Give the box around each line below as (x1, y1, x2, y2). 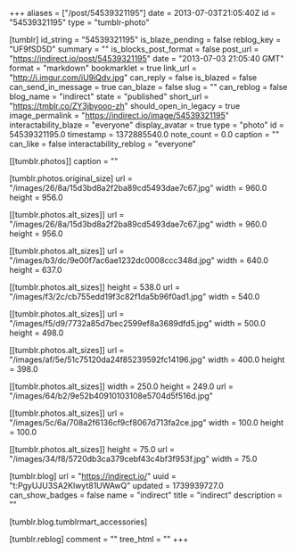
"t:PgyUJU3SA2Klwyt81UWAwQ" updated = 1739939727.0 (9, 481, 225, 491)
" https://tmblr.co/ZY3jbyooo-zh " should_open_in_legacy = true (9, 101, 241, 111)
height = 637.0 (9, 265, 62, 275)
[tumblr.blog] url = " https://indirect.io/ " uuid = (9, 471, 177, 481)
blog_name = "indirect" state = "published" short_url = (9, 91, 210, 102)
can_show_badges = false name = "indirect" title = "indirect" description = (9, 490, 283, 500)
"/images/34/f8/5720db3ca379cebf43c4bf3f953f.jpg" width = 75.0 (9, 454, 258, 464)
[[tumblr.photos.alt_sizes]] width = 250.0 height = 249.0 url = (9, 381, 234, 392)
